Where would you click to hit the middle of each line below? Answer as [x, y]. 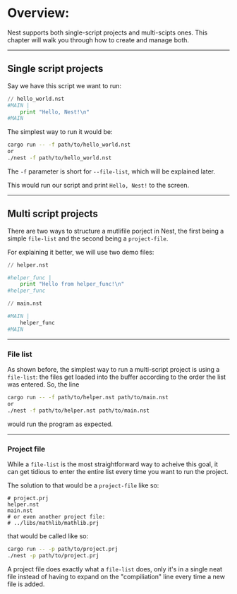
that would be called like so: [48, 536]
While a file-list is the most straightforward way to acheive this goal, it [113, 464]
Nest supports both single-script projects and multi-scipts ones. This [108, 32]
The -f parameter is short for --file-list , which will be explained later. [111, 171]
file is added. [26, 584]
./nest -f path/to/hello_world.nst [60, 158]
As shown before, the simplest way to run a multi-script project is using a [114, 369]
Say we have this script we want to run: [65, 85]
